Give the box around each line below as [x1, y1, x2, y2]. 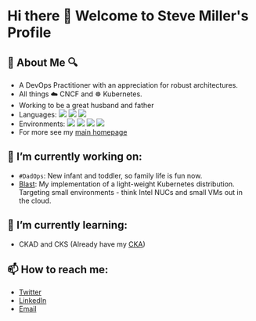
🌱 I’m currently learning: [7, 218, 128, 232]
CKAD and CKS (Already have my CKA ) [18, 239, 146, 249]
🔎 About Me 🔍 [7, 56, 78, 69]
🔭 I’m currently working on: [7, 150, 142, 164]
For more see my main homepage [18, 128, 128, 136]
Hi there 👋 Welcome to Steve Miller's [7, 7, 249, 25]
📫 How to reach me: [7, 263, 109, 276]
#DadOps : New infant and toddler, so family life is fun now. [18, 171, 203, 180]
